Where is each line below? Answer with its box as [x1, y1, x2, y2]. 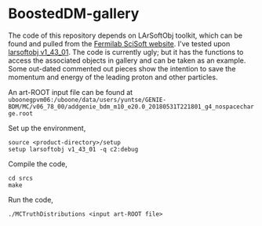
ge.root [8, 109, 34, 118]
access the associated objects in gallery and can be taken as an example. [8, 56, 246, 65]
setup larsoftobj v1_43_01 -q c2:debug [8, 145, 139, 153]
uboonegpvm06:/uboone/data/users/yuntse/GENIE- [8, 96, 167, 104]
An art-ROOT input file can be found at [8, 87, 133, 97]
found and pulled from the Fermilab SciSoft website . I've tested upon [8, 38, 231, 48]
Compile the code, [8, 159, 68, 169]
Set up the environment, [8, 123, 86, 133]
